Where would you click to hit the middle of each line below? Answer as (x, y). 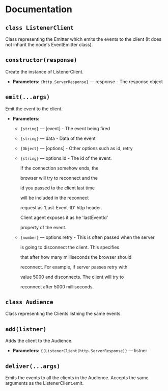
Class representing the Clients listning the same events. (64, 314)
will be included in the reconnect (54, 198)
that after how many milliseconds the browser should (76, 257)
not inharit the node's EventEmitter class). (49, 45)
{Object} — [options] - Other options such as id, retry (77, 148)
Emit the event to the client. (34, 109)
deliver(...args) (33, 366)
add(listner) (26, 329)
